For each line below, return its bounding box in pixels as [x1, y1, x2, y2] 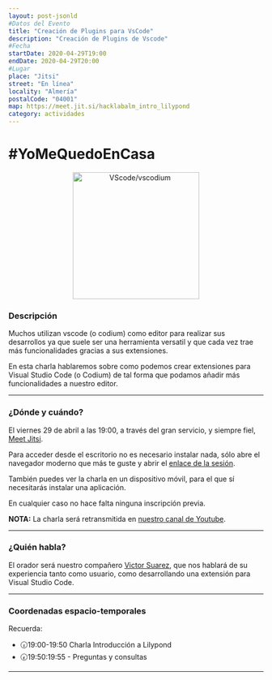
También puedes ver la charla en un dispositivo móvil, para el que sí [8, 474, 235, 484]
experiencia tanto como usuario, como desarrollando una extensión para [8, 569, 251, 579]
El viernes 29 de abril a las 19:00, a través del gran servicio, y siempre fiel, [8, 425, 257, 435]
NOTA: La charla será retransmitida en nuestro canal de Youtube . [8, 514, 227, 523]
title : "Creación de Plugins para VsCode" [8, 27, 154, 35]
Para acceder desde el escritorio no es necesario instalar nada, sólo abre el [8, 450, 261, 459]
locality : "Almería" [8, 87, 79, 96]
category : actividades [8, 110, 85, 118]
